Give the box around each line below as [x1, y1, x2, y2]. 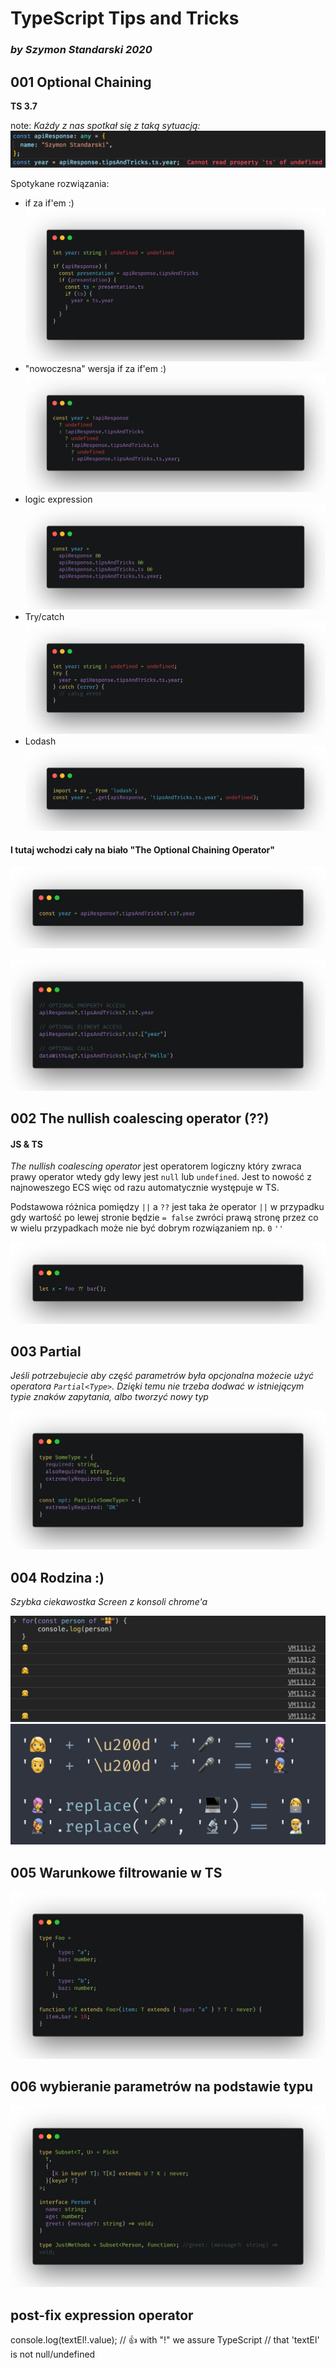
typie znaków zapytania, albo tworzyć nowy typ [10, 1391, 209, 1403]
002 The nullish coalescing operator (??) [10, 1110, 270, 1127]
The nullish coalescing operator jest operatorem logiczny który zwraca [10, 1160, 302, 1172]
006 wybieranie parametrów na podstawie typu [10, 2078, 314, 2096]
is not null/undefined [10, 2348, 96, 2360]
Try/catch [24, 611, 65, 623]
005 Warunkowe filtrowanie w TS [10, 1864, 223, 1881]
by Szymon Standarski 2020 [10, 43, 153, 57]
